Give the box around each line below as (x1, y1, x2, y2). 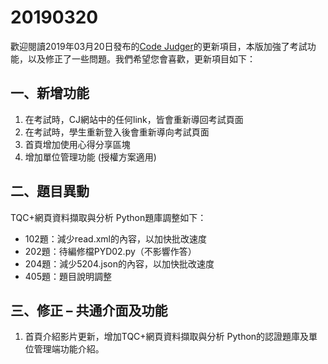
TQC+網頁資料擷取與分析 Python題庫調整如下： (10, 211, 207, 223)
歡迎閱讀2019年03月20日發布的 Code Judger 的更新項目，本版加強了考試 (10, 40, 308, 52)
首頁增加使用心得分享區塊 (24, 138, 131, 150)
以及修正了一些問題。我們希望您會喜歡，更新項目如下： (27, 52, 256, 65)
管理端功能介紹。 (33, 343, 105, 355)
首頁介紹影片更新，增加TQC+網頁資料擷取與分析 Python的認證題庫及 (24, 331, 310, 343)
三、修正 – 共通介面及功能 (10, 302, 168, 319)
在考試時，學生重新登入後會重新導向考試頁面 (24, 126, 210, 138)
